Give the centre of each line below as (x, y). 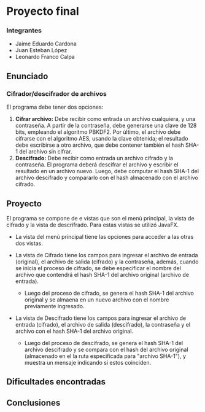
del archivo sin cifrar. (46, 152)
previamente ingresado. (54, 306)
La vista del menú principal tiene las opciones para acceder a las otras (104, 236)
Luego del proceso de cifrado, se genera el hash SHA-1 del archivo (109, 293)
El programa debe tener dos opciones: (55, 107)
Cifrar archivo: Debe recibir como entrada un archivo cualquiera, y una (105, 119)
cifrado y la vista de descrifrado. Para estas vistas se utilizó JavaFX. (93, 225)
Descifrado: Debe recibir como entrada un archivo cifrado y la (94, 158)
